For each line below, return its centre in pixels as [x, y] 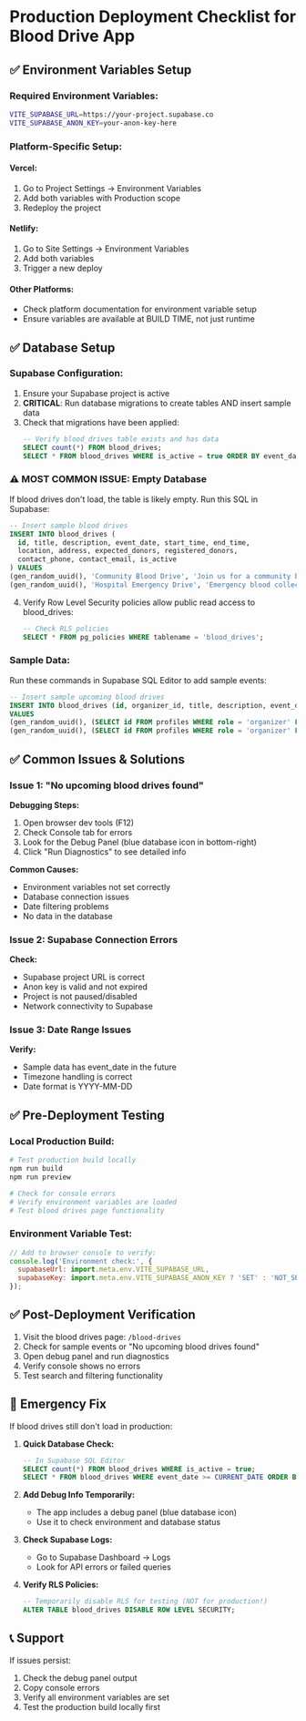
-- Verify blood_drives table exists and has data [121, 439]
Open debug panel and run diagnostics [96, 1356]
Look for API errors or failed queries [103, 1567]
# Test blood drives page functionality [87, 1210]
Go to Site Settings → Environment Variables [106, 249]
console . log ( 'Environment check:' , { [81, 1261]
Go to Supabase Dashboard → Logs [103, 1557]
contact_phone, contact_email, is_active [97, 559]
